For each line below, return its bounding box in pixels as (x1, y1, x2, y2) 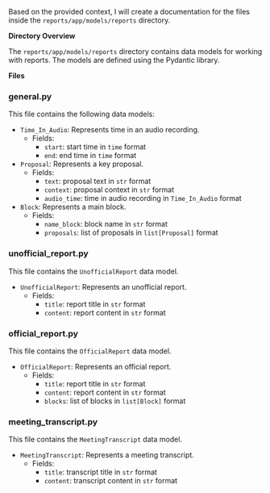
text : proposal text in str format (44, 177, 152, 186)
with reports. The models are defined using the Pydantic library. (8, 56, 220, 65)
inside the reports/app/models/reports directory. (8, 15, 171, 25)
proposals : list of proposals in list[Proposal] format (44, 228, 219, 237)
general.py (8, 90, 52, 102)
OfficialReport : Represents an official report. (19, 361, 172, 371)
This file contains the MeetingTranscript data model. (8, 435, 183, 445)
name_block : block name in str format (44, 219, 168, 229)
